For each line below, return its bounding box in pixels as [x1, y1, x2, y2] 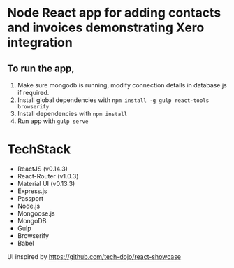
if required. [17, 89, 50, 97]
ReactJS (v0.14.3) [17, 164, 68, 173]
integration [7, 35, 73, 50]
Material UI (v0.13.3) [17, 179, 75, 188]
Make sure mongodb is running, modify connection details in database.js [17, 81, 227, 89]
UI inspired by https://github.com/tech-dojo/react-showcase [7, 252, 182, 260]
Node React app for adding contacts [7, 5, 221, 21]
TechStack [7, 141, 71, 157]
